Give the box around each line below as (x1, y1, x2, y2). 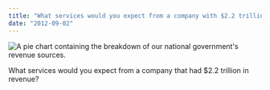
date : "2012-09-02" (8, 19, 74, 27)
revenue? (8, 74, 39, 84)
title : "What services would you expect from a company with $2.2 (8, 11, 235, 20)
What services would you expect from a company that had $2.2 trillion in (8, 65, 249, 75)
